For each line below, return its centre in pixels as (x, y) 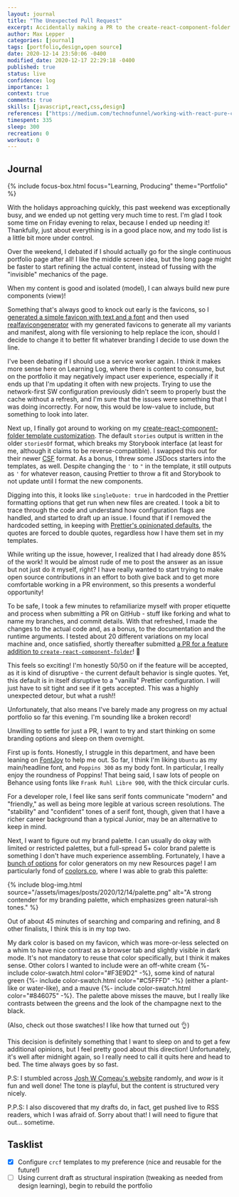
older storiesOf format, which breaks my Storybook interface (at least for (115, 444)
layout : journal (31, 14)
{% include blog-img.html (45, 885)
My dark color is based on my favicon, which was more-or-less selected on (118, 943)
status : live (27, 73)
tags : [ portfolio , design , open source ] (65, 47)
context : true (28, 93)
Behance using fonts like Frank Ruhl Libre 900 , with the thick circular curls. (118, 783)
